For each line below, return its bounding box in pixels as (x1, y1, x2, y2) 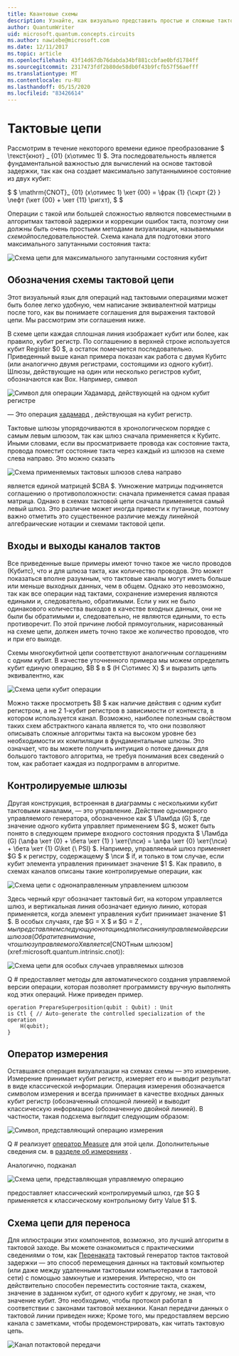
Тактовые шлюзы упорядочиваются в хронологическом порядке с (7, 424, 211, 432)
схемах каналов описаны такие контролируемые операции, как (7, 866, 203, 876)
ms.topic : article (7, 51, 62, 58)
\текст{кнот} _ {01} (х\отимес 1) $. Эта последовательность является (7, 152, 217, 160)
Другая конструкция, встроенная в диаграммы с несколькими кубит (7, 799, 218, 807)
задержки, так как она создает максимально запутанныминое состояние (7, 167, 232, 175)
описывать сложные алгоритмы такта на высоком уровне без (7, 729, 197, 737)
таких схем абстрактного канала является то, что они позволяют (7, 721, 206, 730)
